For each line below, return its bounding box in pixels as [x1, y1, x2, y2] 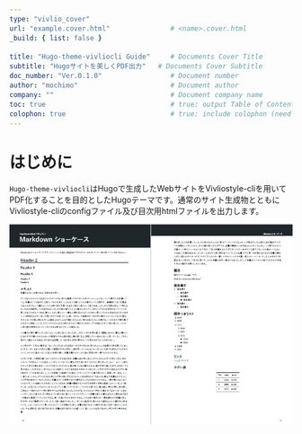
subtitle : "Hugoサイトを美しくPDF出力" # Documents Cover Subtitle [9, 62, 263, 71]
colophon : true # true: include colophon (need [9, 109, 292, 119]
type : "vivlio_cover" [9, 14, 91, 23]
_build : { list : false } [9, 33, 102, 42]
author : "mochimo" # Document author [9, 81, 240, 90]
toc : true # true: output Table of [9, 100, 263, 109]
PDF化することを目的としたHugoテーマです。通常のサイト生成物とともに [9, 194, 280, 206]
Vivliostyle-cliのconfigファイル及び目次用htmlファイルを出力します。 [9, 206, 264, 217]
